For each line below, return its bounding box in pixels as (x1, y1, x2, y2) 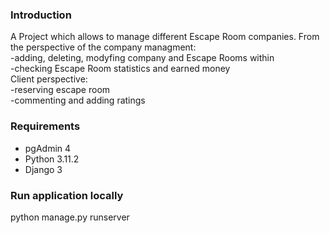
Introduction (10, 8, 72, 22)
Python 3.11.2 (24, 153, 80, 165)
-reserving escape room (10, 84, 111, 96)
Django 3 (24, 163, 63, 175)
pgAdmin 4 (24, 142, 72, 154)
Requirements (10, 119, 81, 133)
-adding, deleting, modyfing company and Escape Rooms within (10, 52, 275, 64)
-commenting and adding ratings (10, 94, 146, 107)
